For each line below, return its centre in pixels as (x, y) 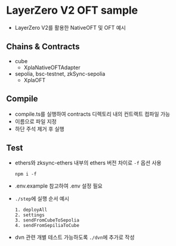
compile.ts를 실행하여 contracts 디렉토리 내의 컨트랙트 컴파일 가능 (92, 114)
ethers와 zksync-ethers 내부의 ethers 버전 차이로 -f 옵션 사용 (88, 163)
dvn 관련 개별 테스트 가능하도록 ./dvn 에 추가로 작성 (75, 237)
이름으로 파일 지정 (35, 121)
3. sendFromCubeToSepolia (47, 220)
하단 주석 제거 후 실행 (39, 129)
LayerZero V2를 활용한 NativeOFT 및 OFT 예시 (70, 27)
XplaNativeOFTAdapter (52, 67)
